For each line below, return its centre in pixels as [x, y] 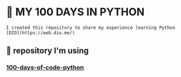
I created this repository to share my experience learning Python [91, 28]
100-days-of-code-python [45, 68]
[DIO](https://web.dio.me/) [41, 33]
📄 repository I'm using [47, 51]
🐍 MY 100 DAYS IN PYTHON [75, 12]
